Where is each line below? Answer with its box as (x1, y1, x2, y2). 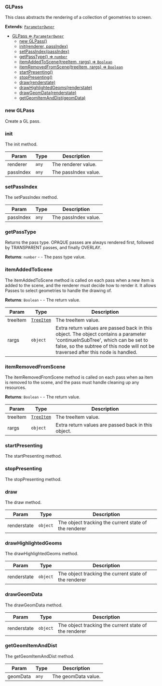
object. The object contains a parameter (55, 331, 146, 337)
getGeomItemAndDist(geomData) (19, 95, 86, 101)
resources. (5, 384, 27, 391)
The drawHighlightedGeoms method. (5, 551, 79, 557)
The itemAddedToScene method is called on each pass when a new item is (5, 277, 154, 283)
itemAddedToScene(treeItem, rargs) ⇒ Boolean (19, 59, 112, 65)
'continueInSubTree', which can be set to (55, 336, 148, 343)
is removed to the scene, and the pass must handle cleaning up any (5, 380, 139, 385)
